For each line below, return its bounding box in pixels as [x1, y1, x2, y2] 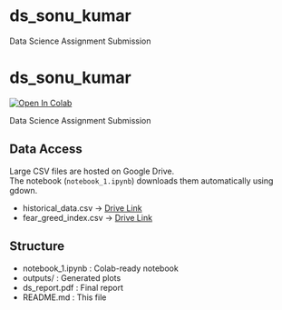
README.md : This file [22, 292, 107, 303]
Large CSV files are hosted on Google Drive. [9, 165, 175, 176]
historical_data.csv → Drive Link [22, 202, 142, 214]
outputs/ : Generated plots [22, 272, 122, 283]
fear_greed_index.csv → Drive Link [22, 212, 152, 223]
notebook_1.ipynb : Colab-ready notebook [22, 263, 179, 274]
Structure [9, 238, 65, 255]
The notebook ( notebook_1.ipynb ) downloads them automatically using [9, 175, 274, 186]
